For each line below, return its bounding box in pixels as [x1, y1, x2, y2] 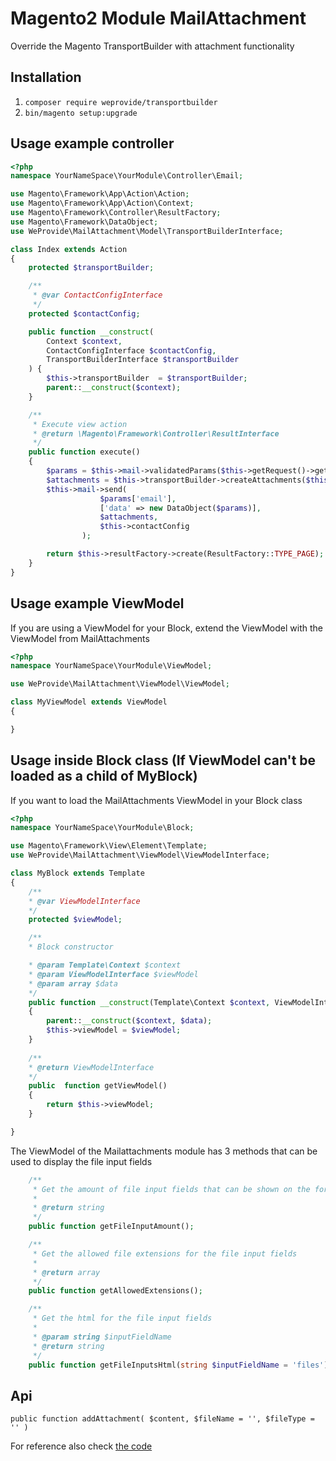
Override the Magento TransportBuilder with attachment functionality [10, 40, 295, 52]
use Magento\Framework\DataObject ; [10, 217, 159, 227]
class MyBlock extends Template [10, 868, 145, 879]
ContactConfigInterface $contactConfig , [46, 345, 217, 356]
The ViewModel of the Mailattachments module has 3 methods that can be [10, 1145, 318, 1157]
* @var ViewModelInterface [28, 896, 141, 906]
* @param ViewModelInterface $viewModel [28, 969, 199, 979]
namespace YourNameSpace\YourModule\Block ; [10, 823, 195, 833]
